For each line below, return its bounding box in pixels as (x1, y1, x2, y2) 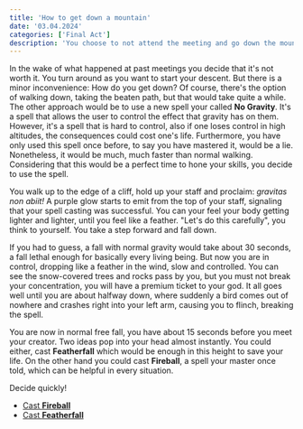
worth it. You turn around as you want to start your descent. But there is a (9, 73, 282, 84)
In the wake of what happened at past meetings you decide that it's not (9, 63, 274, 74)
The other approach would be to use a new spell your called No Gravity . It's (9, 101, 291, 113)
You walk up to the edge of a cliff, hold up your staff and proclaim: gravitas (9, 186, 288, 197)
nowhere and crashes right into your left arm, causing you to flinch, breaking (9, 300, 294, 311)
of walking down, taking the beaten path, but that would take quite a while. (9, 92, 287, 103)
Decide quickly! (9, 383, 68, 394)
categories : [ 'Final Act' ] (9, 30, 111, 39)
